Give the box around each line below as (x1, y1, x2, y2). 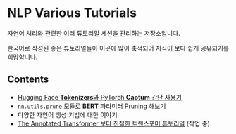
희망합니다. (7, 53, 38, 61)
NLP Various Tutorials (7, 5, 137, 21)
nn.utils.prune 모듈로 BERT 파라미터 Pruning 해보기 (17, 102, 166, 110)
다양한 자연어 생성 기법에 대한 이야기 (17, 110, 118, 119)
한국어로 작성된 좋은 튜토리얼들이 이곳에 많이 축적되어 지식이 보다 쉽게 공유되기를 (7, 43, 230, 52)
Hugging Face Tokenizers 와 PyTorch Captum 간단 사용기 (17, 93, 182, 101)
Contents (7, 74, 49, 86)
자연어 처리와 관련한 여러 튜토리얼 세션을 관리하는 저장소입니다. (7, 29, 181, 37)
